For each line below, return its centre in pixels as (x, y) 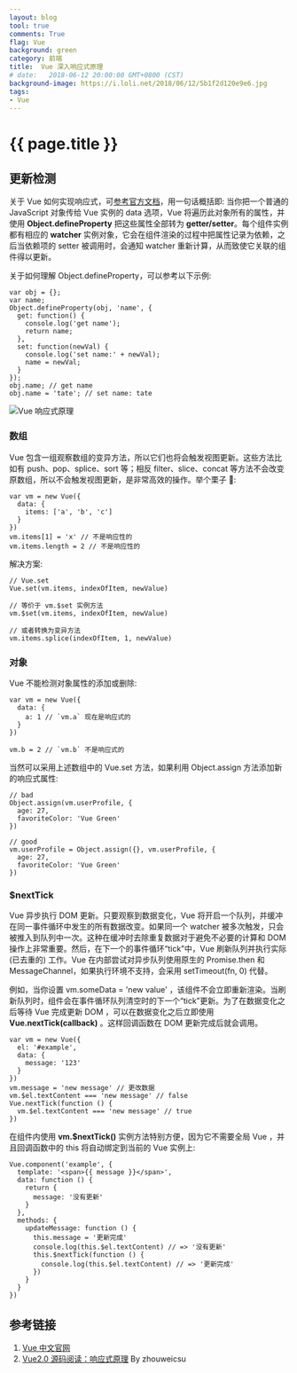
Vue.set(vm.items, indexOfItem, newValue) (89, 588)
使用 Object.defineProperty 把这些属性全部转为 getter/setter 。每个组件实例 (149, 224)
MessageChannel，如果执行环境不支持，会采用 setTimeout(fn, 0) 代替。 (141, 971)
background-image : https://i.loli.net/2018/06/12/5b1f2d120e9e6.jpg (138, 83)
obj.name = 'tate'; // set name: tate (81, 394)
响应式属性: (38, 778)
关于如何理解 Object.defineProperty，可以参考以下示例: (110, 276)
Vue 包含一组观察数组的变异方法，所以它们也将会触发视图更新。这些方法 (142, 457)
